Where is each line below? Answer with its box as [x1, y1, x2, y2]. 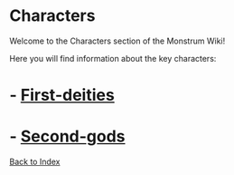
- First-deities [9, 85, 115, 105]
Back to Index [9, 156, 61, 168]
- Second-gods [9, 126, 126, 147]
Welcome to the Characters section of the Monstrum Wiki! [9, 35, 226, 46]
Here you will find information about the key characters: [9, 53, 217, 63]
